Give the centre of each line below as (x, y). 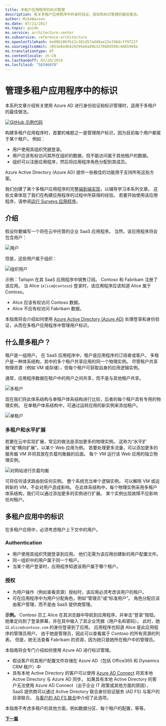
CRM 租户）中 (26, 667)
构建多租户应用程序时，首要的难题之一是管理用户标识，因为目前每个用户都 (81, 133)
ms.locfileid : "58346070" (32, 65)
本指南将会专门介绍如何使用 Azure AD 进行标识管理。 (59, 650)
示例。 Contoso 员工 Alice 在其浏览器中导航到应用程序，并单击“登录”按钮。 (82, 615)
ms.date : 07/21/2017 (26, 23)
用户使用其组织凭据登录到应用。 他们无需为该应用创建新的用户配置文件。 (86, 554)
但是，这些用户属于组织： (31, 258)
